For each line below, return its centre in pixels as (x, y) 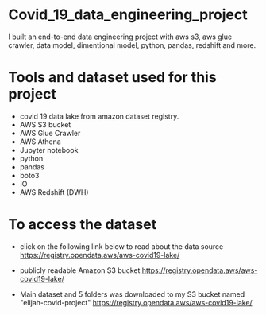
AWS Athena (40, 142)
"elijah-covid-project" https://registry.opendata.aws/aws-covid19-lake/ (136, 302)
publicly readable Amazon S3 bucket (80, 270)
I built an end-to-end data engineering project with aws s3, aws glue (120, 37)
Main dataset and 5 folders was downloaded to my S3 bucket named (132, 294)
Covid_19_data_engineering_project (128, 15)
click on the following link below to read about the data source (121, 246)
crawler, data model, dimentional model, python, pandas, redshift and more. (132, 45)
